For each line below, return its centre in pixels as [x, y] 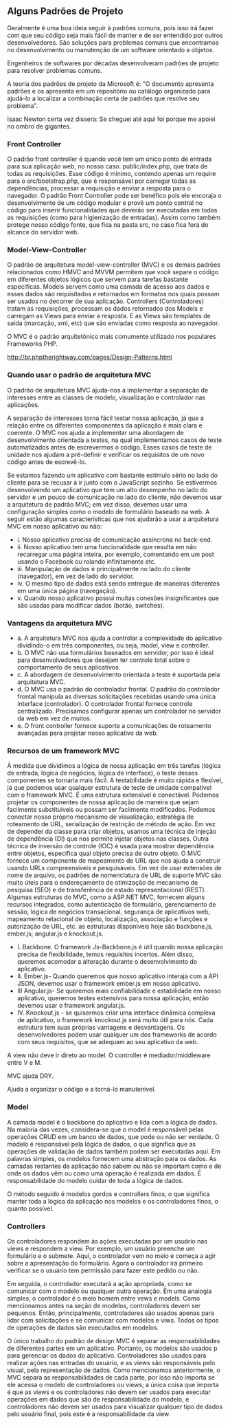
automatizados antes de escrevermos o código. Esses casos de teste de [110, 447]
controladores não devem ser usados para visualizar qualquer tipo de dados [115, 1406]
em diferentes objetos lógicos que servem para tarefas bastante [98, 279]
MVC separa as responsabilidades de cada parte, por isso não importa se [111, 1377]
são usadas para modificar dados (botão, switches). [91, 605]
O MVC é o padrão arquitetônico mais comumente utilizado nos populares [112, 337]
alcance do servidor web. [43, 232]
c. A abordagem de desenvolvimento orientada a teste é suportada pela [118, 674]
